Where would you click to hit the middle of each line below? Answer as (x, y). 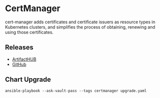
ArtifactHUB (24, 59)
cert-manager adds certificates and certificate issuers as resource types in (80, 22)
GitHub (19, 64)
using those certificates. (29, 32)
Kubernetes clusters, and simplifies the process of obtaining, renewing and (80, 27)
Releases (19, 47)
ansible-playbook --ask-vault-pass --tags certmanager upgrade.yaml (76, 91)
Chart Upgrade (28, 80)
